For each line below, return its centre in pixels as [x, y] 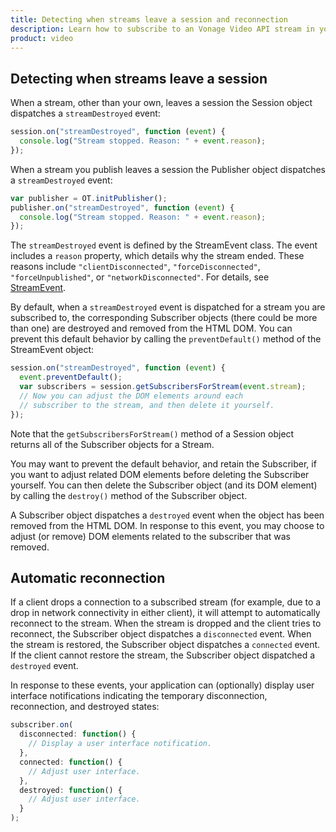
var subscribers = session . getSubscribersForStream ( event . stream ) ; [163, 387]
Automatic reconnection [88, 577]
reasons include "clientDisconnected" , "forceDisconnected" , [135, 267]
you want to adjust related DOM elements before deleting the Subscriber [160, 474]
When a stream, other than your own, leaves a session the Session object [161, 103]
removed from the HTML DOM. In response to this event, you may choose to [167, 525]
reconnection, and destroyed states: [85, 707]
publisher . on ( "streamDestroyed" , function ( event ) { [122, 207]
